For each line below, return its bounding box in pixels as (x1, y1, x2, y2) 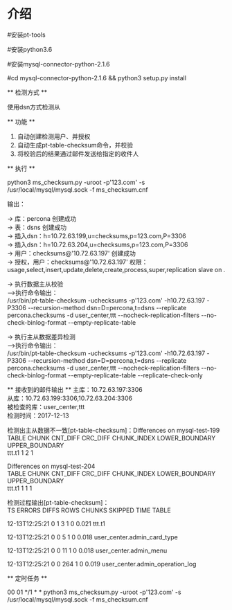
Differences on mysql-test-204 (7, 462, 96, 470)
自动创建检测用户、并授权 (17, 132, 91, 141)
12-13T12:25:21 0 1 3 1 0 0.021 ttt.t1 (7, 519, 105, 528)
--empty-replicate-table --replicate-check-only (68, 371, 203, 379)
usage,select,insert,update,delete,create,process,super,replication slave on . (7, 265, 226, 273)
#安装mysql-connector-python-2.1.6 (7, 60, 110, 68)
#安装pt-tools (7, 30, 46, 39)
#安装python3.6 (7, 45, 53, 53)
